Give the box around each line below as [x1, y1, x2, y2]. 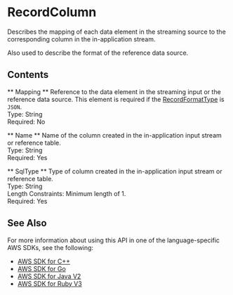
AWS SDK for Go [17, 264, 67, 273]
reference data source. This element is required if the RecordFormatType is [7, 95, 225, 103]
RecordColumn [7, 4, 97, 20]
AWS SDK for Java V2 [17, 272, 81, 280]
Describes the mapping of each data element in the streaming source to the [7, 27, 226, 36]
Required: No [7, 117, 46, 126]
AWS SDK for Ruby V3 [17, 279, 82, 288]
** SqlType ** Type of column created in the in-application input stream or [7, 166, 222, 176]
